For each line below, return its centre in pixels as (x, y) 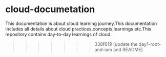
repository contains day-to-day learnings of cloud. (58, 34)
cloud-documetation (50, 9)
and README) (128, 49)
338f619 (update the (116, 44)
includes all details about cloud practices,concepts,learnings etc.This (78, 28)
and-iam (103, 49)
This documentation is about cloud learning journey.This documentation (81, 23)
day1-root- (150, 44)
